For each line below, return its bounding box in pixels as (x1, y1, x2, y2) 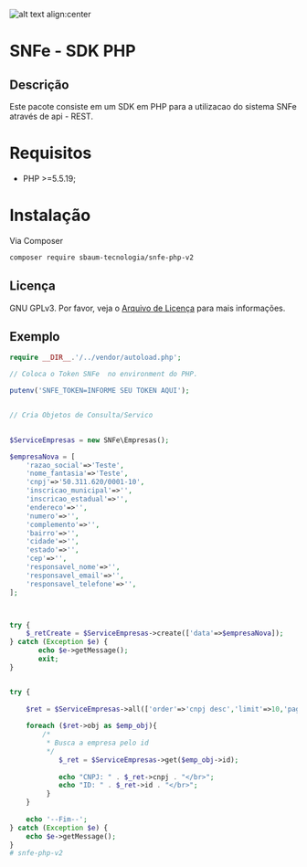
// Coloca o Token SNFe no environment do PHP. (9, 370, 198, 379)
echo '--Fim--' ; (26, 814, 89, 824)
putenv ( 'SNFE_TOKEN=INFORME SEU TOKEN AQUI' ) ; (9, 386, 190, 396)
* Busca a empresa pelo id (46, 738, 149, 747)
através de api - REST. (9, 111, 94, 122)
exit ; (37, 654, 59, 663)
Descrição (9, 77, 69, 92)
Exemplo (9, 329, 60, 344)
